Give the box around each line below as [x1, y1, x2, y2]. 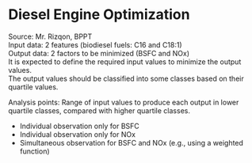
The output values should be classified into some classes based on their [8, 74, 244, 83]
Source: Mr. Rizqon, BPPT [8, 32, 93, 41]
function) [19, 146, 50, 156]
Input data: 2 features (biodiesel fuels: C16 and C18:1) [8, 40, 182, 49]
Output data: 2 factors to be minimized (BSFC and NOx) [8, 48, 190, 58]
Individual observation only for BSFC [19, 121, 140, 131]
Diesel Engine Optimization [8, 6, 190, 24]
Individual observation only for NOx [19, 129, 136, 139]
